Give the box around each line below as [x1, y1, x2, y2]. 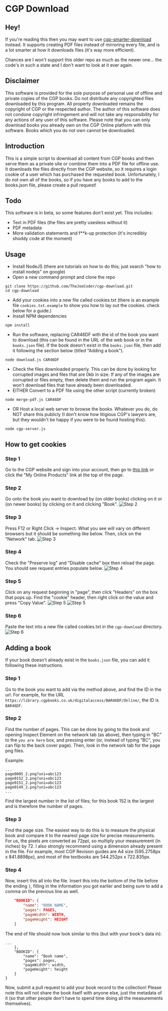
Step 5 [5, 577, 21, 584]
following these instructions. [5, 662, 63, 668]
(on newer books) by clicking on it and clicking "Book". [5, 501, 118, 508]
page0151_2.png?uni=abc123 [5, 780, 61, 785]
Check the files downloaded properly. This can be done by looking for [12, 366, 156, 372]
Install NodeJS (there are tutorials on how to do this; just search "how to [12, 263, 161, 269]
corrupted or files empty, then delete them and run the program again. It [12, 377, 161, 383]
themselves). [5, 1000, 32, 1006]
